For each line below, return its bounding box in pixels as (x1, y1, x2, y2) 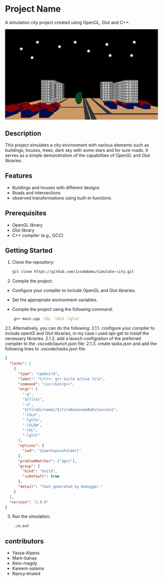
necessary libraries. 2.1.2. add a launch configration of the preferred (5, 336, 141, 342)
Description (5, 129, 41, 137)
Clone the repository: (12, 259, 55, 265)
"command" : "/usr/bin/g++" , (17, 381, 75, 386)
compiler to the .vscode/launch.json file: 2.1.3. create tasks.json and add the (5, 341, 157, 346)
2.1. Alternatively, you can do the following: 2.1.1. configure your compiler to (5, 325, 155, 331)
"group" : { (17, 464, 40, 469)
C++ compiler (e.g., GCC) (12, 232, 64, 238)
